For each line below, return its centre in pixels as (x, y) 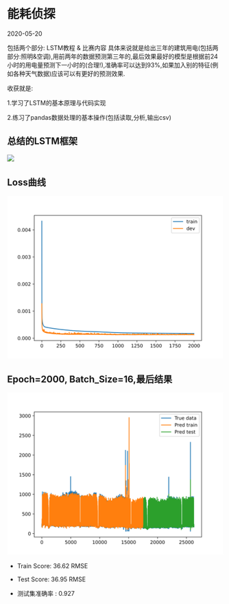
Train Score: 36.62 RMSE (52, 566)
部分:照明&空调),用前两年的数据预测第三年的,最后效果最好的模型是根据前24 (112, 56)
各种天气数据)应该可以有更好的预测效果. (69, 74)
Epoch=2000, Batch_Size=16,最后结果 (90, 379)
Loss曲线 (27, 183)
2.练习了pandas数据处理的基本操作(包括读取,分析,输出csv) (89, 117)
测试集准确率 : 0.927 (46, 594)
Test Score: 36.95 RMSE (51, 579)
